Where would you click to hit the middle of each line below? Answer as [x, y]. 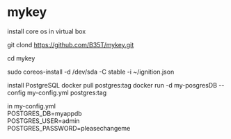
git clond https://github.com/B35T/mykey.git [71, 44]
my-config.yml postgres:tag [66, 92]
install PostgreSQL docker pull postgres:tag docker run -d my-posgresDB [112, 85]
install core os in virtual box [47, 31]
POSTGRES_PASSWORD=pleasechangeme [69, 128]
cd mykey [21, 58]
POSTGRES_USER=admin [43, 121]
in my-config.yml [31, 106]
